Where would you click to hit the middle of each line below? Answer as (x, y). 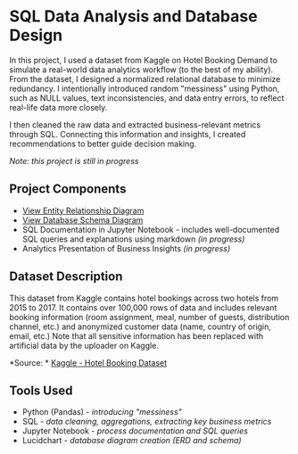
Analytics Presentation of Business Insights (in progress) (126, 248)
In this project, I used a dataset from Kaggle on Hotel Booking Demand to (144, 60)
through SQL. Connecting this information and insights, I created (128, 134)
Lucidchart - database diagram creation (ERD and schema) (132, 441)
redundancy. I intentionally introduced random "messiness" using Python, (145, 88)
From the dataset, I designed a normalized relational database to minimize (145, 78)
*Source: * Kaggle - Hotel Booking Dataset (88, 362)
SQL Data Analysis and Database (133, 17)
